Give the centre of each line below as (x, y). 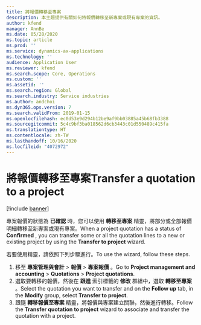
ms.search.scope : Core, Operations (51, 74)
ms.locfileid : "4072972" (37, 146)
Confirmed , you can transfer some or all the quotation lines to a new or (96, 235)
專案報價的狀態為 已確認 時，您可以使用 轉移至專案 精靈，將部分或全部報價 (99, 220)
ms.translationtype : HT (36, 130)
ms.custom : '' (24, 79)
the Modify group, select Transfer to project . (72, 295)
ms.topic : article (29, 40)
